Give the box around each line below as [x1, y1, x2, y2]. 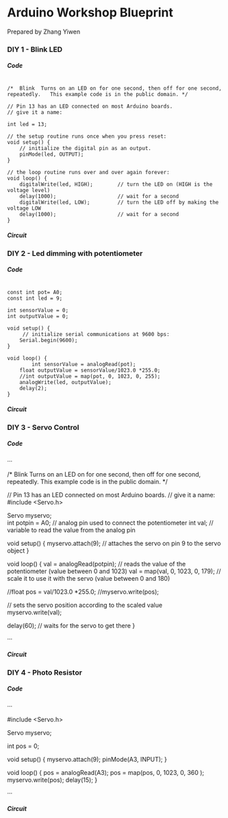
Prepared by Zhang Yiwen [7, 27, 81, 36]
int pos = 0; [7, 742, 40, 750]
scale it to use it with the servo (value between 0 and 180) [7, 574, 170, 582]
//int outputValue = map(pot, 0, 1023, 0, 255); [19, 372, 161, 380]
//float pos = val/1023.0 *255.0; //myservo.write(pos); [7, 588, 160, 596]
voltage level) [7, 187, 51, 193]
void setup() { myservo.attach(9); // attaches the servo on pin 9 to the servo [7, 539, 221, 547]
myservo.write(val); [7, 608, 62, 616]
